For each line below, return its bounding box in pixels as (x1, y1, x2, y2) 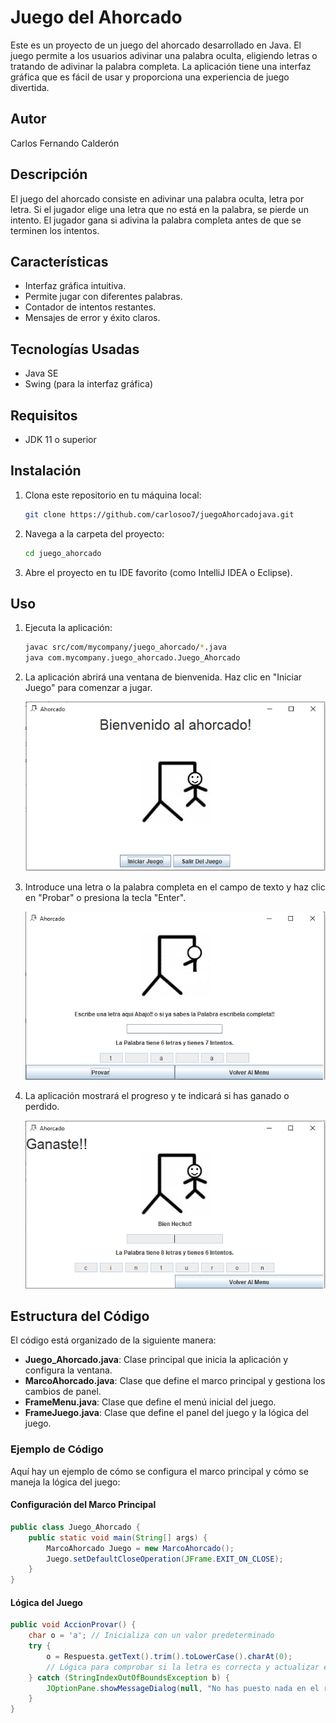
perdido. (24, 1100, 60, 1112)
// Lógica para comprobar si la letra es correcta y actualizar (46, 1662, 320, 1672)
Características (10, 253, 109, 270)
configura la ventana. (24, 1364, 113, 1376)
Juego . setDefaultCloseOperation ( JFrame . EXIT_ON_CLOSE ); (46, 1554, 284, 1564)
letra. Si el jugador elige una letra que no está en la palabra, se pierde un (10, 203, 309, 215)
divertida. (10, 81, 50, 93)
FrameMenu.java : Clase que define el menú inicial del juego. (24, 1396, 277, 1408)
